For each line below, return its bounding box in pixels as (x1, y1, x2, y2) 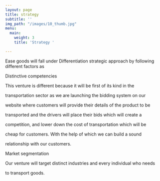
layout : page (5, 7, 32, 12)
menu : (5, 26, 16, 31)
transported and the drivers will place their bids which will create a (5, 111, 142, 117)
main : (9, 30, 21, 35)
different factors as (5, 63, 45, 69)
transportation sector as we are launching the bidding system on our (5, 92, 146, 98)
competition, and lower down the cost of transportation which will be (5, 121, 147, 127)
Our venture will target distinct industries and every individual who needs (5, 160, 156, 166)
